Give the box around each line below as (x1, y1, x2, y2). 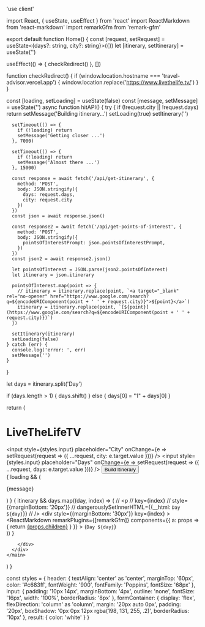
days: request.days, (22, 192, 75, 198)
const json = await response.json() (12, 213, 105, 219)
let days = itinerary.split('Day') (6, 380, 83, 388)
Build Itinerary (104, 466, 136, 473)
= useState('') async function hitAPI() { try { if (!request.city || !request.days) (6, 103, 199, 111)
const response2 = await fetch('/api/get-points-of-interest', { (12, 223, 182, 230)
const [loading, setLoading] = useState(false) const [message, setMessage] (6, 97, 198, 104)
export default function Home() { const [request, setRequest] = (6, 36, 165, 42)
